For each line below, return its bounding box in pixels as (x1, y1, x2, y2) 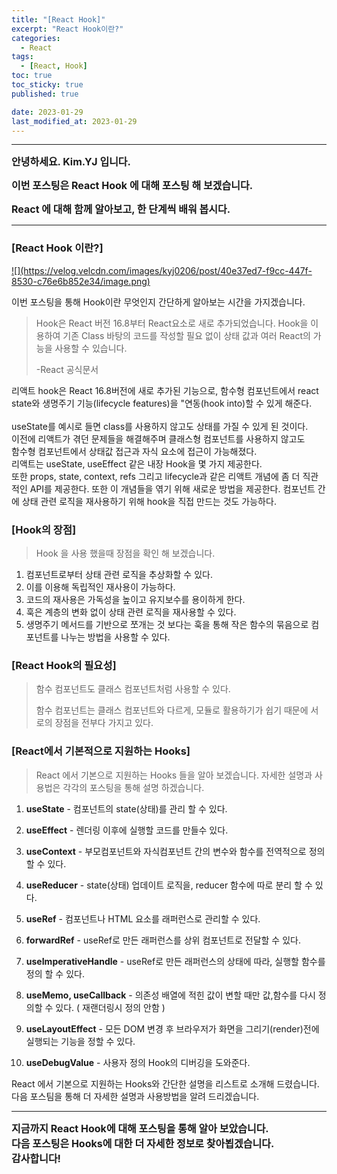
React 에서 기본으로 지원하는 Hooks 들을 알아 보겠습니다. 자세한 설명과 (35, 769, 313, 781)
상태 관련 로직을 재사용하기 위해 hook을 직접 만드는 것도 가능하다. (21, 495, 277, 507)
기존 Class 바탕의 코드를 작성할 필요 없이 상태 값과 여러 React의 (62, 329, 311, 341)
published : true (11, 89, 79, 99)
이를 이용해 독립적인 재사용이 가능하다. (25, 581, 176, 593)
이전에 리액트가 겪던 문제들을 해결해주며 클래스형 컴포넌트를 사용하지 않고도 (11, 432, 306, 445)
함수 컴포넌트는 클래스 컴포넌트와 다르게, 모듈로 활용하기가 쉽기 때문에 (35, 704, 309, 716)
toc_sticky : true (11, 80, 84, 90)
